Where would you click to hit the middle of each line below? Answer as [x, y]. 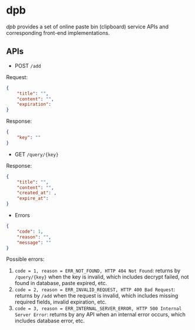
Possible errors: [25, 259]
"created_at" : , [37, 193]
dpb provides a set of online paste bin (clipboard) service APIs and [87, 27]
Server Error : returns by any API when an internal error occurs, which [100, 315]
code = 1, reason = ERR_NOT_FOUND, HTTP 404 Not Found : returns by [97, 271]
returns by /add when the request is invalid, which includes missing [96, 296]
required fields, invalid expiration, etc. [61, 302]
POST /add [28, 66]
